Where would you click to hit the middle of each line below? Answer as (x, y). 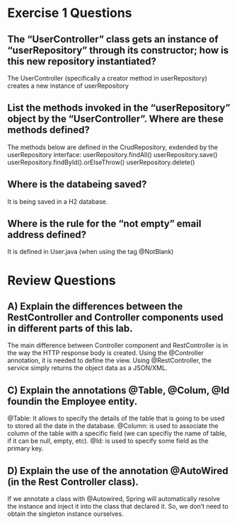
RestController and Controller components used (116, 317)
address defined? (47, 235)
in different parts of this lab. (70, 329)
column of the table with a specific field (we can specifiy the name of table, (117, 434)
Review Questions (62, 280)
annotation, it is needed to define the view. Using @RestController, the (110, 360)
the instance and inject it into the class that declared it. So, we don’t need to (118, 507)
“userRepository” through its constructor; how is (118, 50)
